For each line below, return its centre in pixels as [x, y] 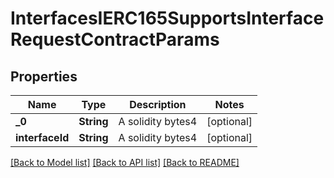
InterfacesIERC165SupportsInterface [167, 18]
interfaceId [42, 137]
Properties [44, 76]
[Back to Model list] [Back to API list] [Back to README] [125, 162]
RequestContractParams [115, 39]
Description [158, 104]
